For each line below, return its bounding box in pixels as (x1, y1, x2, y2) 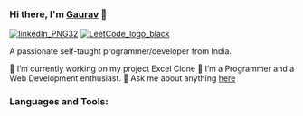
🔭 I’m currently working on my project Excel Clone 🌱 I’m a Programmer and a (9, 63, 295, 75)
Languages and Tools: (9, 95, 109, 108)
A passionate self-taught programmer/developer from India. (9, 46, 232, 57)
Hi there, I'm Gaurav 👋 (9, 8, 108, 21)
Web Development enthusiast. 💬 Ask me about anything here (9, 73, 236, 84)
